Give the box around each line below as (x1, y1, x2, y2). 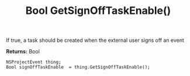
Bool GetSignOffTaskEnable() (25, 4, 171, 17)
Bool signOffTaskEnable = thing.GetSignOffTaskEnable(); (6, 64, 150, 70)
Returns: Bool (6, 48, 40, 55)
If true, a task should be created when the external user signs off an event (6, 37, 184, 44)
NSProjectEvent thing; (6, 59, 61, 65)
